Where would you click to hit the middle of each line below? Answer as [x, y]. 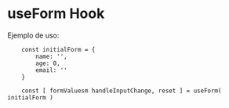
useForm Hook [56, 14]
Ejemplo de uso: [33, 35]
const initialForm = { [58, 49]
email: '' [51, 70]
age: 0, [48, 63]
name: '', [51, 56]
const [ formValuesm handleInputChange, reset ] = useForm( [122, 91]
